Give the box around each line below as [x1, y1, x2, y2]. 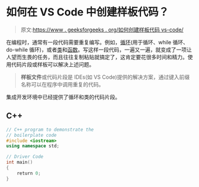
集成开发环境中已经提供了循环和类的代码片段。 [6, 93, 120, 101]
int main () [6, 159, 33, 166]
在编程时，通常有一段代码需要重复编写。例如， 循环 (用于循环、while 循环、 [6, 38, 188, 46]
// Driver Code [6, 154, 44, 160]
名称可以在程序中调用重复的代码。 [20, 80, 104, 88]
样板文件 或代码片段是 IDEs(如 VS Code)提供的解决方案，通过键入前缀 [20, 73, 190, 80]
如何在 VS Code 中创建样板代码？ [6, 5, 169, 19]
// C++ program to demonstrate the [6, 127, 94, 133]
